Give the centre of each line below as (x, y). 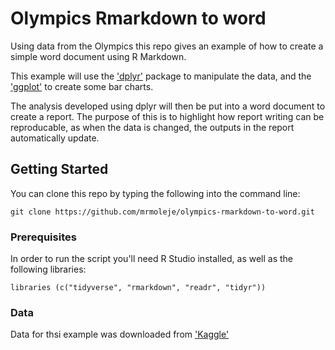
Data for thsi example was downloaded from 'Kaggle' (120, 334)
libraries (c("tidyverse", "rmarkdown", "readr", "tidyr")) (138, 288)
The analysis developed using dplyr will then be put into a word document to (168, 106)
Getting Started (59, 169)
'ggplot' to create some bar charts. (82, 86)
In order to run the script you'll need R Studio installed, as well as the (152, 259)
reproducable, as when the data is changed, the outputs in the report (152, 127)
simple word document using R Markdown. (98, 56)
